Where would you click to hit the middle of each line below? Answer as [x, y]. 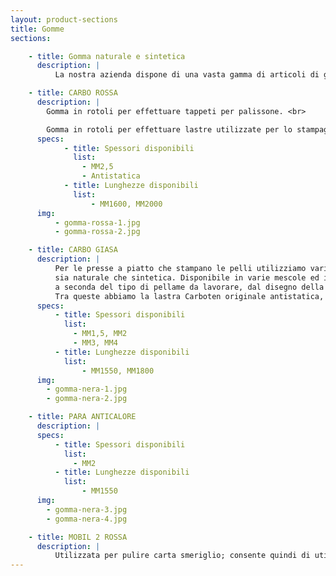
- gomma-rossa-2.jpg [97, 232]
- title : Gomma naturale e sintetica [107, 56]
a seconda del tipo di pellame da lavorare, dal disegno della [189, 287]
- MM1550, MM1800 [118, 371]
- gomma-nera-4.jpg [87, 519]
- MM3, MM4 [95, 343]
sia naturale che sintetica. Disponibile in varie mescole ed [187, 277]
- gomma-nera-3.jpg [87, 509]
